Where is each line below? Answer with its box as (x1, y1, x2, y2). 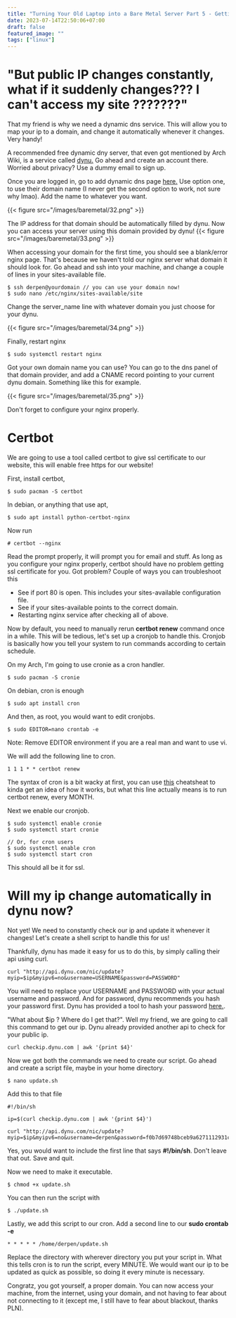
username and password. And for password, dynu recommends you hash (7, 994, 220, 1003)
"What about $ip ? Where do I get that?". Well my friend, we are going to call (7, 1015, 228, 1024)
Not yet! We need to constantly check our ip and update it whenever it (7, 926, 210, 934)
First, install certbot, (7, 474, 65, 483)
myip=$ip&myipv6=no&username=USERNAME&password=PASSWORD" (7, 974, 181, 982)
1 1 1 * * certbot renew (7, 766, 80, 773)
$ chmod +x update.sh (7, 1181, 71, 1188)
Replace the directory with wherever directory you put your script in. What (7, 1253, 223, 1261)
